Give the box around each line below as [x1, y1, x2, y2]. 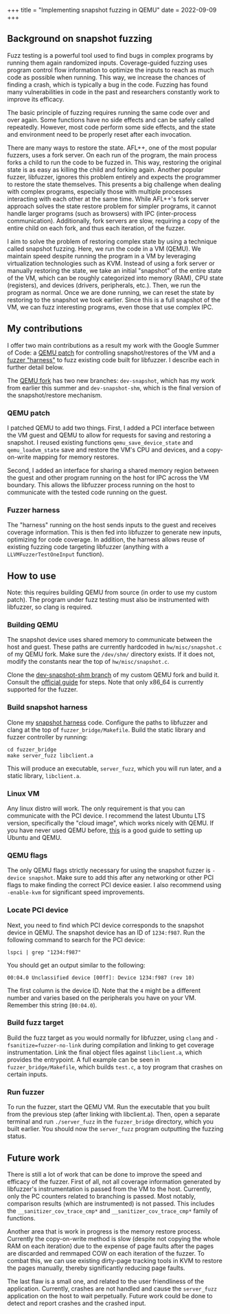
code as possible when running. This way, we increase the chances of [7, 73, 206, 81]
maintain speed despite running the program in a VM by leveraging [7, 252, 196, 260]
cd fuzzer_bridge [7, 746, 57, 753]
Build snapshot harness [7, 702, 88, 712]
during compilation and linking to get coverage [82, 1040, 214, 1049]
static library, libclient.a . [7, 771, 81, 779]
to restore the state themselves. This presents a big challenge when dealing [7, 180, 222, 188]
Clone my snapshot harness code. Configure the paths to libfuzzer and [7, 718, 208, 726]
